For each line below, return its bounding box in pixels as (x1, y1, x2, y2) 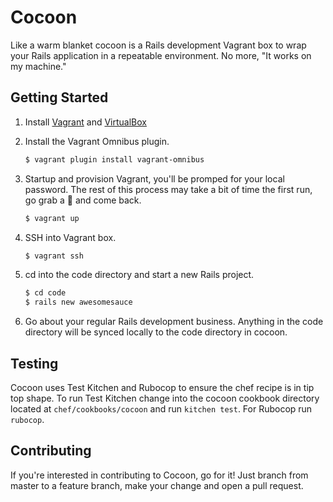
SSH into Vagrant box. (24, 231, 117, 243)
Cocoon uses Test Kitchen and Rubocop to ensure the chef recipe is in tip (10, 381, 315, 393)
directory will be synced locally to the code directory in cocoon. (24, 326, 288, 338)
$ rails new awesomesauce (24, 297, 133, 308)
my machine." (10, 60, 67, 72)
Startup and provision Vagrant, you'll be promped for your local (24, 172, 285, 185)
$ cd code (24, 288, 67, 298)
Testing (10, 355, 59, 372)
